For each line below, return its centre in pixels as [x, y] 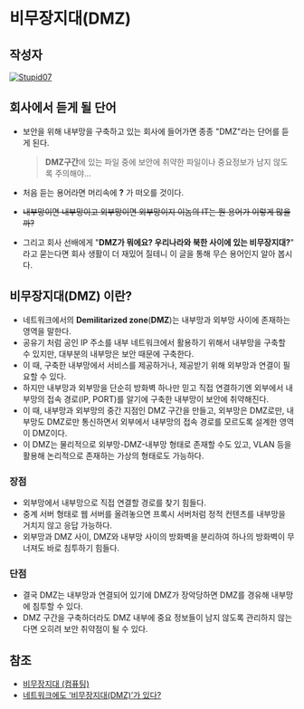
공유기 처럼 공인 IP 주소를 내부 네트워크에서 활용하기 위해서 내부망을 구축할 [154, 342]
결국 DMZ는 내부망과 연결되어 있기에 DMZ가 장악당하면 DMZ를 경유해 [146, 595]
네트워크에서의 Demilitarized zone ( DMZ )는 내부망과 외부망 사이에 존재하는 [157, 320]
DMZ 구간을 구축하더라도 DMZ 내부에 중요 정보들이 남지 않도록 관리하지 [149, 618]
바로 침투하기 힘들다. [83, 548]
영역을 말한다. [47, 331]
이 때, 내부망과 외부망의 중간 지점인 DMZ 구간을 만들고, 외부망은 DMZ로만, [153, 410]
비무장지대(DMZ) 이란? [71, 297]
